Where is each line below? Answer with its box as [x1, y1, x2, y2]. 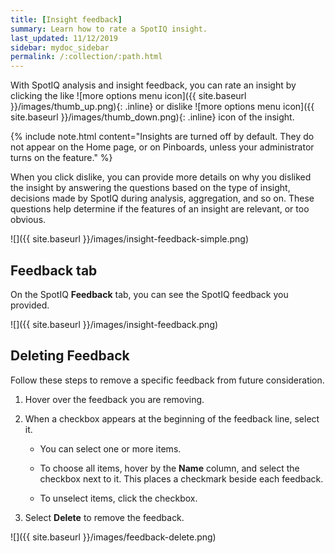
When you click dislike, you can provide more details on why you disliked [10, 171, 312, 183]
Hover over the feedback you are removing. [24, 393, 205, 405]
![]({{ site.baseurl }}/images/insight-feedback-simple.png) [10, 233, 250, 245]
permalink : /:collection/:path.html [10, 52, 163, 62]
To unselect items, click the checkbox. [39, 492, 198, 504]
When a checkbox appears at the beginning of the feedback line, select [24, 412, 320, 425]
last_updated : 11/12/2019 [10, 33, 118, 43]
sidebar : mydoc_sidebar [10, 42, 110, 53]
